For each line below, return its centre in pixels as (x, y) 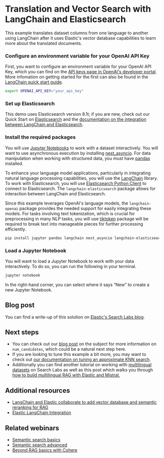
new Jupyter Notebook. (29, 290)
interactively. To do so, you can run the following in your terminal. (71, 266)
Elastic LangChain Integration (42, 413)
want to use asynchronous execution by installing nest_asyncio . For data (78, 153)
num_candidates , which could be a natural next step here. (69, 349)
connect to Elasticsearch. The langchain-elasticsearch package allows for (81, 188)
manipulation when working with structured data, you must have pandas (78, 158)
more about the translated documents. (43, 43)
